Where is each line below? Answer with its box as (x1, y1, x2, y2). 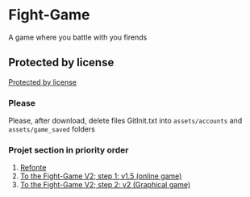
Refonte (19, 163, 47, 173)
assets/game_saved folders (8, 124, 95, 134)
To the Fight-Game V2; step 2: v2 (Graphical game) (19, 180, 191, 190)
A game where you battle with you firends (8, 32, 148, 42)
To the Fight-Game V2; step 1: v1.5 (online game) (19, 171, 182, 181)
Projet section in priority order (8, 144, 129, 155)
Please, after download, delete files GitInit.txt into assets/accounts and (8, 115, 243, 126)
